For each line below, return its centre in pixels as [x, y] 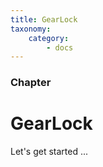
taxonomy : [31, 29]
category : [49, 38]
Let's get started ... [49, 152]
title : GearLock [44, 19]
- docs [60, 47]
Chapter [31, 83]
